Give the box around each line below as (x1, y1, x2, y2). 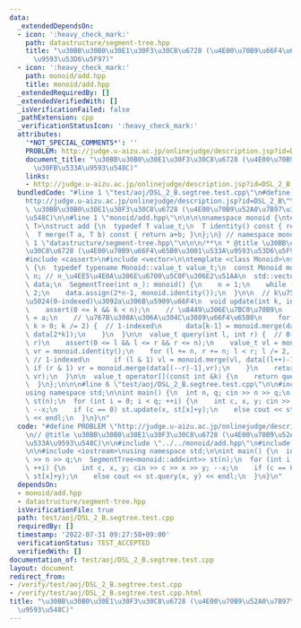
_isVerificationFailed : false (17, 105, 130, 114)
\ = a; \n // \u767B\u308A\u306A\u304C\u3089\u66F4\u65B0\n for (25, 313, 291, 323)
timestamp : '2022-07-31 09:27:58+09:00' (17, 530, 170, 539)
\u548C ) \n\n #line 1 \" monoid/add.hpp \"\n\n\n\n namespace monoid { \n (25, 213, 287, 222)
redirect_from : (9, 571, 66, 581)
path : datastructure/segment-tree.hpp (25, 38, 170, 48)
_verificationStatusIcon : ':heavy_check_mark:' (17, 122, 199, 131)
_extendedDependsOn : (17, 22, 94, 31)
